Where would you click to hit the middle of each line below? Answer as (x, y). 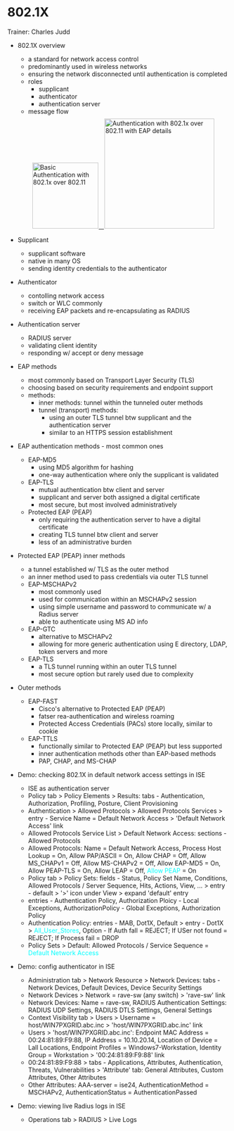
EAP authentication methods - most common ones (90, 446)
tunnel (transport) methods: (78, 410)
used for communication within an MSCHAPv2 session (117, 600)
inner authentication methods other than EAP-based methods (127, 754)
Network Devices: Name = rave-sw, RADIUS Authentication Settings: (127, 1003)
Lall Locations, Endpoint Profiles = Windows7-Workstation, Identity (125, 1048)
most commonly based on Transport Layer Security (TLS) (111, 380)
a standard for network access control (83, 59)
